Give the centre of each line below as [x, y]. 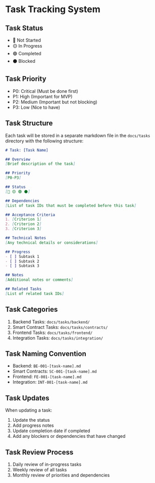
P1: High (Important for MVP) [42, 96]
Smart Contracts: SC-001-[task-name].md [55, 371]
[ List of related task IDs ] [35, 293]
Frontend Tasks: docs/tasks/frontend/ [53, 332]
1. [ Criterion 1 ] [23, 219]
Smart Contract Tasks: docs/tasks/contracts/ [60, 327]
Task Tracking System [53, 9]
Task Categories [32, 309]
